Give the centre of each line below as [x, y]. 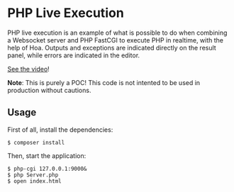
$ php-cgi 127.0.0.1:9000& [47, 169]
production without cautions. [49, 90]
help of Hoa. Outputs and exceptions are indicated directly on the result [112, 47]
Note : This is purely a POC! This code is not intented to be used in [104, 82]
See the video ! [28, 69]
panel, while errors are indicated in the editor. [74, 55]
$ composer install [36, 142]
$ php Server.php [33, 175]
